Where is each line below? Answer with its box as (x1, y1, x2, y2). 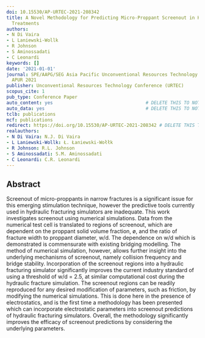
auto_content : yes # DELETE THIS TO (6, 99, 190, 106)
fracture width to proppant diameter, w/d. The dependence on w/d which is (6, 234, 196, 242)
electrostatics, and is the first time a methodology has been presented (6, 299, 183, 306)
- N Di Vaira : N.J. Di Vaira (6, 134, 81, 140)
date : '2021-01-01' (6, 65, 56, 72)
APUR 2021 (12, 77, 37, 83)
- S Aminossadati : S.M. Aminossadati (6, 151, 103, 157)
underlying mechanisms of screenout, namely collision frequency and (6, 254, 182, 261)
